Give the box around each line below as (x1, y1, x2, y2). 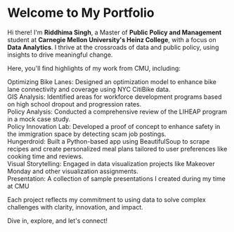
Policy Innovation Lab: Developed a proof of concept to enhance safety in (7, 122, 221, 130)
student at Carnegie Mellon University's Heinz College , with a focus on (7, 35, 216, 43)
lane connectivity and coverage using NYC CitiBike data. (7, 85, 171, 93)
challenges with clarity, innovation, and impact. (7, 203, 143, 211)
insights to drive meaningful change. (7, 50, 113, 59)
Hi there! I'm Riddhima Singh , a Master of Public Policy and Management (7, 28, 222, 36)
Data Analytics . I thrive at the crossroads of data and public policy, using (7, 43, 219, 51)
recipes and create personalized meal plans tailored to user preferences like (7, 144, 228, 153)
